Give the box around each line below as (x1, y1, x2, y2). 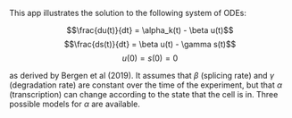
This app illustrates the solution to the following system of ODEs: (9, 8, 247, 18)
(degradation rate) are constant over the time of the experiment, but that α (9, 80, 283, 90)
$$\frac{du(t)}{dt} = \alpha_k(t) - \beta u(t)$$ (66, 25, 234, 35)
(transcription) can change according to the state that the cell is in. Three (9, 89, 279, 99)
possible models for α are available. (9, 98, 141, 109)
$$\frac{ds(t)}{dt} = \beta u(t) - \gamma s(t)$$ (63, 39, 237, 49)
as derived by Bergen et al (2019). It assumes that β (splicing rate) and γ (9, 71, 275, 80)
